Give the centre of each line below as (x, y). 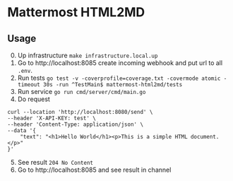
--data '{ (22, 131)
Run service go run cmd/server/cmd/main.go (82, 92)
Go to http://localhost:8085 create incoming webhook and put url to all (120, 63)
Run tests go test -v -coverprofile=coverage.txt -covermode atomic (119, 78)
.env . (25, 70)
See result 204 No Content (55, 162)
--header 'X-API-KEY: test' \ (52, 118)
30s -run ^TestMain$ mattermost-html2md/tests (113, 85)
